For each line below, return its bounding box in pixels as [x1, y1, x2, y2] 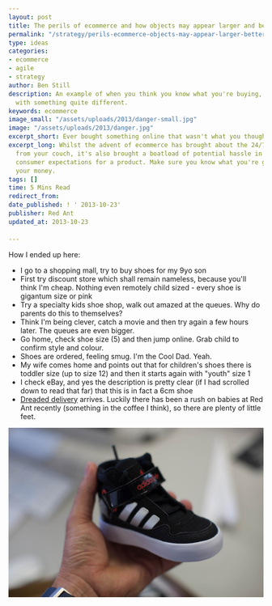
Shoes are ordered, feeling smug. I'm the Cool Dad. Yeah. [19, 351, 212, 361]
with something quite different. [15, 98, 129, 107]
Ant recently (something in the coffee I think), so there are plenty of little [19, 403, 261, 413]
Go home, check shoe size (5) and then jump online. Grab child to [19, 334, 240, 344]
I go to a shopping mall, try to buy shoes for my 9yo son [19, 265, 207, 275]
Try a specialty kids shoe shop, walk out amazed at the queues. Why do [19, 299, 261, 309]
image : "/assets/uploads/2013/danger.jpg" [8, 124, 154, 133]
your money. [15, 167, 57, 175]
